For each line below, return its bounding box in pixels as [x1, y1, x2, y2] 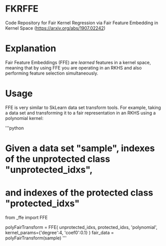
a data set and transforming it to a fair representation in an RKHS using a [5, 109, 156, 116]
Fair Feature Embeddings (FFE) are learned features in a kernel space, [5, 59, 151, 66]
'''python [5, 125, 24, 131]
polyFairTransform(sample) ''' [5, 235, 67, 241]
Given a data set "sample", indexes [5, 143, 155, 154]
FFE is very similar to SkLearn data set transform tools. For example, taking [5, 104, 161, 110]
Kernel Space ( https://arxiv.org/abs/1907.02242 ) [5, 25, 106, 31]
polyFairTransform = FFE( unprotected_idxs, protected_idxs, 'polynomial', [5, 224, 158, 230]
